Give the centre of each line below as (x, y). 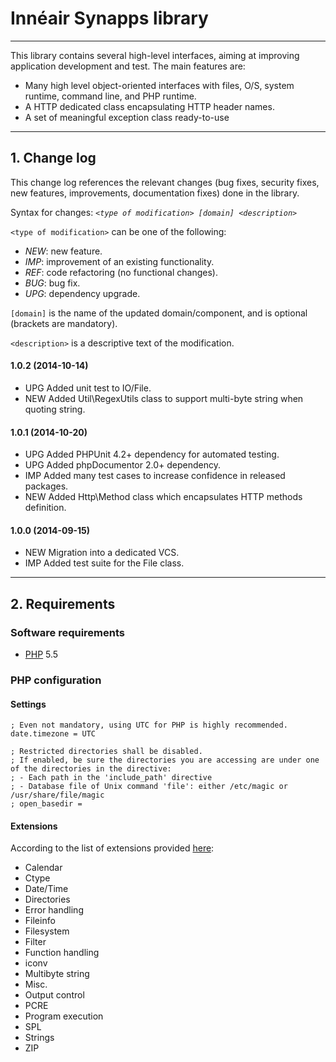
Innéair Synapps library (109, 18)
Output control (54, 995)
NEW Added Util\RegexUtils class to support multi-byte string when (164, 398)
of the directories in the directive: (91, 769)
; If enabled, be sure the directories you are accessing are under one (165, 760)
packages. (46, 486)
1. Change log (53, 158)
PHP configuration (56, 680)
